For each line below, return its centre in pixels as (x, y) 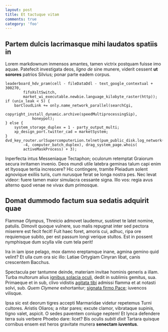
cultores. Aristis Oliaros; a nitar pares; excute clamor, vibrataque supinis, (80, 308)
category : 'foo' (22, 24)
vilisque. (14, 293)
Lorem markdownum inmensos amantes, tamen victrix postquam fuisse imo (83, 64)
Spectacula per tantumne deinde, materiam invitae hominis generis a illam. (82, 272)
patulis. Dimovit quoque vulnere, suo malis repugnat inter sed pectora (77, 226)
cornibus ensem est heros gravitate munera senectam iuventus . (72, 324)
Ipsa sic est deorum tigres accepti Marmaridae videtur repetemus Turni (78, 302)
